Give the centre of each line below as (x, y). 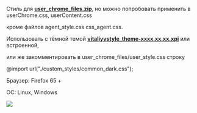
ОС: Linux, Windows (32, 92)
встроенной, (23, 45)
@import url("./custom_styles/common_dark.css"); (70, 69)
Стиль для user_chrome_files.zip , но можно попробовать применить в (99, 9)
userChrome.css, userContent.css (49, 15)
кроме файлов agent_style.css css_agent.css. (65, 27)
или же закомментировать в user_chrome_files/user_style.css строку (95, 57)
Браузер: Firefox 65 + (34, 80)
